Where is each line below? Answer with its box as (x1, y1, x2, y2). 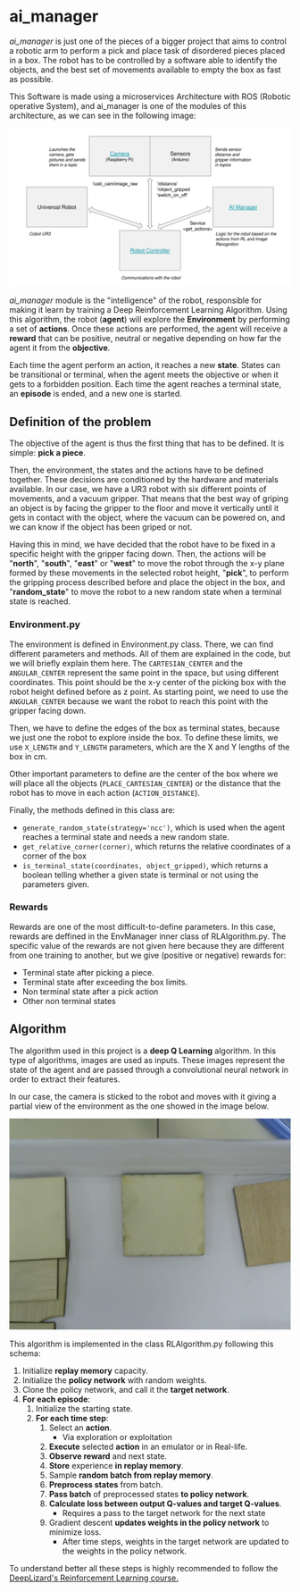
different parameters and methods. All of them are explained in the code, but (9, 648, 291, 658)
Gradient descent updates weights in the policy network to (48, 1517, 270, 1528)
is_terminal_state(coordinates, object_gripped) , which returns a (21, 859, 269, 870)
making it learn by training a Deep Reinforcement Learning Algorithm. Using (9, 305, 287, 315)
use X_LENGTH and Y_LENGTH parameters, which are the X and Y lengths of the (9, 742, 290, 752)
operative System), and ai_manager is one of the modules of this (9, 100, 247, 111)
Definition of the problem (9, 414, 152, 430)
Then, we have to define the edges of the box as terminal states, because (9, 722, 280, 733)
